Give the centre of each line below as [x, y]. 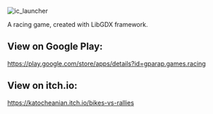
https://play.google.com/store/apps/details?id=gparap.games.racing [107, 63]
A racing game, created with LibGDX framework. [78, 24]
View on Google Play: [55, 47]
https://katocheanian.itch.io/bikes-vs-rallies [71, 103]
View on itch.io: [42, 85]
